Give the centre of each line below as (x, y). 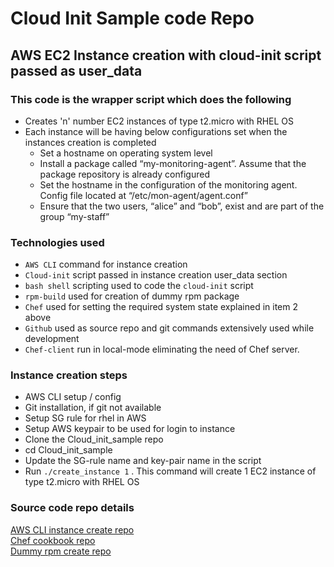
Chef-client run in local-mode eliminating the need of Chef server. (162, 349)
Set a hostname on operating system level (126, 153)
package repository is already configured (124, 174)
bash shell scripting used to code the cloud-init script (139, 286)
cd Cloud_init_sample (68, 450)
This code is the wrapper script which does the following (151, 99)
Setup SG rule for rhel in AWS (85, 418)
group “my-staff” (74, 216)
